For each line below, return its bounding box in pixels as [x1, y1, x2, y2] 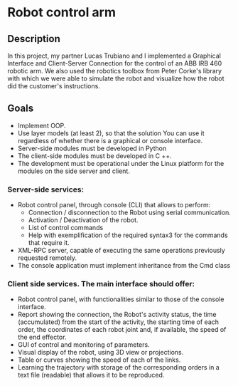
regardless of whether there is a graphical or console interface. [17, 136, 203, 145]
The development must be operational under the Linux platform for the [17, 159, 225, 167]
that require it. [28, 239, 70, 247]
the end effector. [17, 333, 67, 342]
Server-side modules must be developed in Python [17, 144, 167, 152]
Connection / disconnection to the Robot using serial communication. [28, 208, 231, 217]
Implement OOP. [17, 121, 66, 130]
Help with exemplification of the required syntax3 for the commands [28, 231, 229, 239]
